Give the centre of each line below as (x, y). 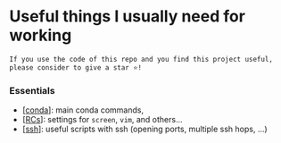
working (41, 35)
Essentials (32, 90)
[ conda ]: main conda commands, (83, 110)
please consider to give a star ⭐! (76, 67)
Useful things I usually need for (127, 17)
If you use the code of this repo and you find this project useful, (141, 59)
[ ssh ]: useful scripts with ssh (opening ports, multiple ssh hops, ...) (145, 129)
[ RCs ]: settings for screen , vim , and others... (102, 119)
